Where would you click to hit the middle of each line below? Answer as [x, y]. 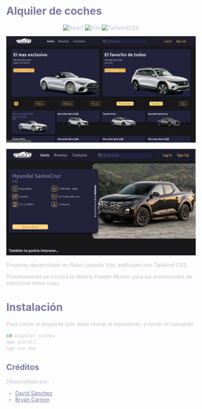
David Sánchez [34, 393]
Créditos [23, 367]
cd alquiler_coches [31, 336]
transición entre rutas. [34, 283]
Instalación [35, 307]
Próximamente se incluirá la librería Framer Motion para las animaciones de [99, 276]
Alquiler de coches [54, 11]
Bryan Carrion [32, 400]
